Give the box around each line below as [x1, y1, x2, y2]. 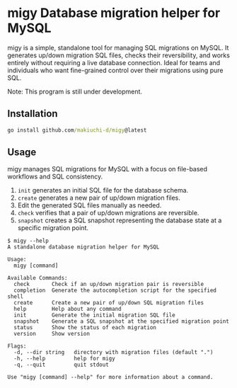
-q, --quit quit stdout [13, 361, 110, 369]
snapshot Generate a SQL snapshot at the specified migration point [13, 318, 230, 325]
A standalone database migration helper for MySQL [7, 244, 160, 251]
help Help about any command [13, 306, 122, 313]
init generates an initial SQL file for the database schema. [17, 186, 189, 195]
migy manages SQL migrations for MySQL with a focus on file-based [7, 165, 207, 173]
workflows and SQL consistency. [7, 172, 103, 181]
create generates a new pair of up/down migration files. [17, 193, 180, 202]
